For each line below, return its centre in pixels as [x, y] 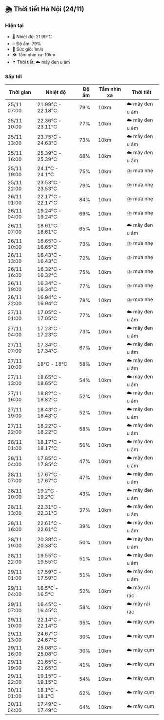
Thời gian [20, 92]
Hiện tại [14, 25]
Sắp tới [13, 76]
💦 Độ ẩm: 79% [27, 44]
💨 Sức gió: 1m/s [28, 49]
